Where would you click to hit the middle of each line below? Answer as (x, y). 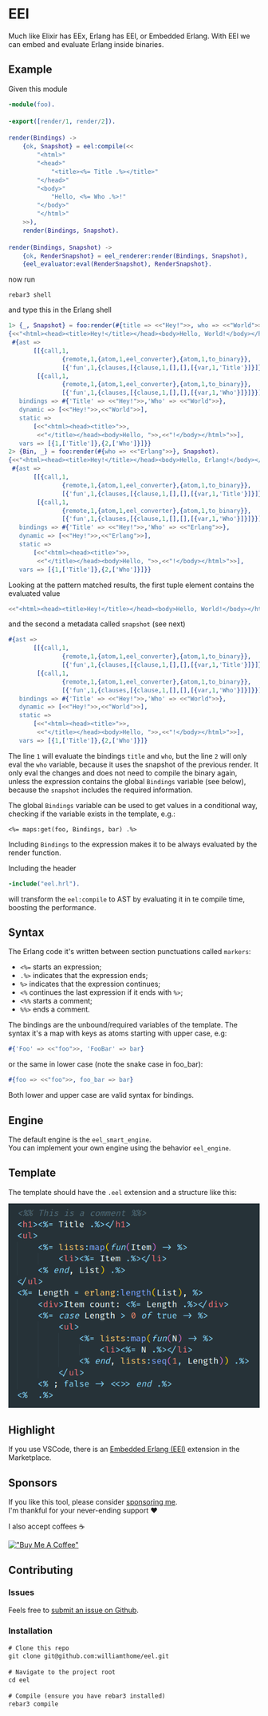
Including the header (42, 868)
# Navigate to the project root (62, 1672)
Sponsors (33, 1483)
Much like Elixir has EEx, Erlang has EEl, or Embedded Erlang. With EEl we (129, 36)
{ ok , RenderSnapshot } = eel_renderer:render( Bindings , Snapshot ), (135, 256)
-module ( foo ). (32, 105)
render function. (35, 852)
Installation (31, 1631)
